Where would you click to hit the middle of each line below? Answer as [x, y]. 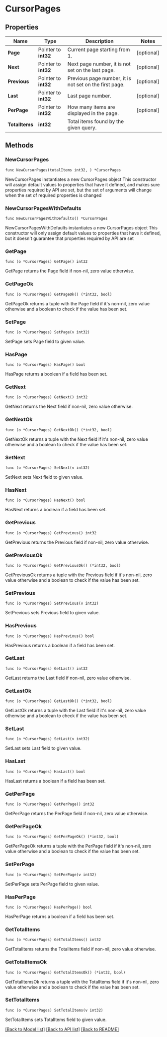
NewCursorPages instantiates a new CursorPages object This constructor [81, 179]
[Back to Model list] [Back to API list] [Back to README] [62, 1029]
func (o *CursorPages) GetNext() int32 [46, 397]
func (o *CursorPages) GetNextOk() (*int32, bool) [59, 430]
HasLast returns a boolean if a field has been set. [55, 781]
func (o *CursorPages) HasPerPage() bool [49, 907]
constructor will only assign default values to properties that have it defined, [83, 233]
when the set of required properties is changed [53, 195]
